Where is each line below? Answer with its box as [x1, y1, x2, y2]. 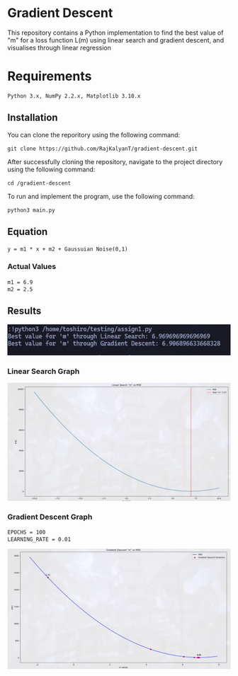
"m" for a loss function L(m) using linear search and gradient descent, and [7, 35, 225, 44]
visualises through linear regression [7, 43, 112, 52]
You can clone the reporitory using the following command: [7, 130, 181, 139]
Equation [7, 226, 48, 238]
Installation [7, 112, 58, 124]
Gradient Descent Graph [7, 512, 93, 522]
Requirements [7, 69, 92, 84]
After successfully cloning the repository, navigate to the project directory [7, 157, 223, 166]
